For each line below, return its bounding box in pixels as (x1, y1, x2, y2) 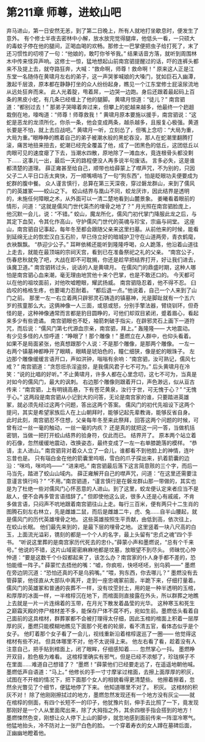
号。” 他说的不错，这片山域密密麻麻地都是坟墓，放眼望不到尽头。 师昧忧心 (6, 546, 191, 553)
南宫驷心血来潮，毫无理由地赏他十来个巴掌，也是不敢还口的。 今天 (16, 271, 184, 278)
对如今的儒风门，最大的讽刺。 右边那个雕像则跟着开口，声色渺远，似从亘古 (6, 378, 195, 385)
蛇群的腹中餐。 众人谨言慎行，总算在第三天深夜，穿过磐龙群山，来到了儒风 (6, 180, 195, 187)
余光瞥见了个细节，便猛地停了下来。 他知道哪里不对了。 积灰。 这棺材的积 (11, 683, 198, 691)
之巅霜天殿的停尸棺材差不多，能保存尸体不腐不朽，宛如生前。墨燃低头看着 (6, 607, 193, 614)
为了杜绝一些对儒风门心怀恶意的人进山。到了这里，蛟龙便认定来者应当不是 (11, 485, 199, 492)
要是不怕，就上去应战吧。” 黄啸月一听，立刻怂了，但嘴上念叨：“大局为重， (11, 126, 197, 133)
